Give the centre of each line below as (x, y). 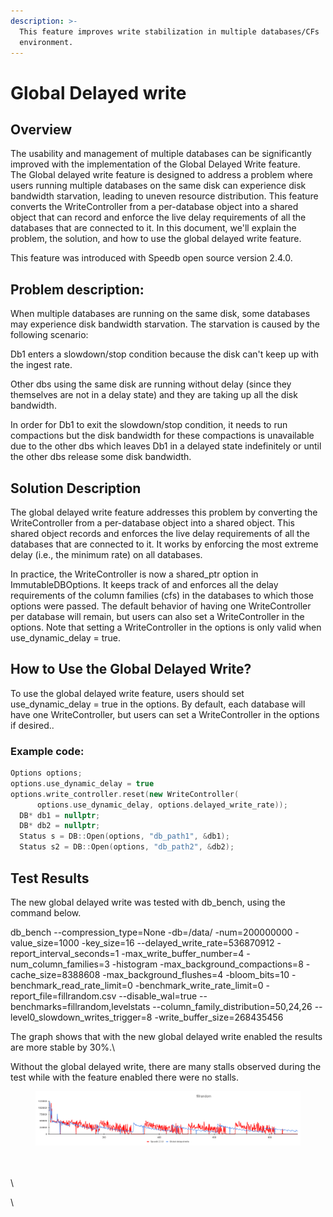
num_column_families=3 (60, 964)
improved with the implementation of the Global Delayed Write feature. (155, 164)
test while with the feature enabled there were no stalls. (124, 1077)
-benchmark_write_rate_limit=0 (199, 985)
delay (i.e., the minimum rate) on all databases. (106, 554)
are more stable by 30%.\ (63, 1047)
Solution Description (76, 488)
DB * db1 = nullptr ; (60, 815)
